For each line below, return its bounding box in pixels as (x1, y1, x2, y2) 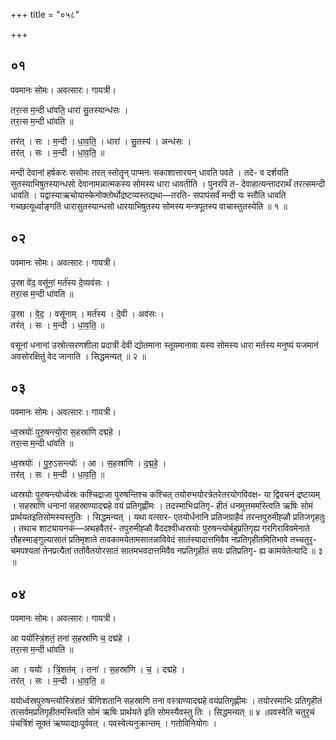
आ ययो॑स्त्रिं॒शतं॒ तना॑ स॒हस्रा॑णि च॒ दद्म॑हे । (10, 632, 132, 644)
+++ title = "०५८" (10, 9, 80, 20)
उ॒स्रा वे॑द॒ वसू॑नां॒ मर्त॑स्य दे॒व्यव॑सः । (10, 276, 111, 288)
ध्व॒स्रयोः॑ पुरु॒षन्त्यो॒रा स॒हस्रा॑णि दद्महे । (10, 426, 122, 438)
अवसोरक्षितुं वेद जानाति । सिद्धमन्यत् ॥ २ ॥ (10, 350, 147, 362)
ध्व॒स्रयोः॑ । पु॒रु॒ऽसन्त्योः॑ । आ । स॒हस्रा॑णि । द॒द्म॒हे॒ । (10, 457, 167, 469)
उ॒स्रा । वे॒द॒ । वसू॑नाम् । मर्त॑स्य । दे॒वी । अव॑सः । (10, 307, 165, 319)
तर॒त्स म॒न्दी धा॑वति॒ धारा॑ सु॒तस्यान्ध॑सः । (10, 104, 129, 116)
